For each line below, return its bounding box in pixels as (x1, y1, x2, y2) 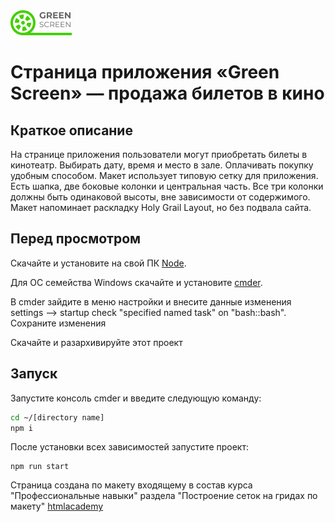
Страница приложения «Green (10, 61, 280, 84)
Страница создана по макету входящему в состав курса (10, 479, 253, 491)
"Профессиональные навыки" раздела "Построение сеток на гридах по (10, 490, 318, 502)
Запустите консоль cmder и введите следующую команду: (10, 392, 262, 404)
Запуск (10, 365, 58, 383)
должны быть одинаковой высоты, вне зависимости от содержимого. (10, 191, 311, 203)
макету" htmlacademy (10, 500, 104, 513)
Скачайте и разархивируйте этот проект (10, 336, 183, 348)
